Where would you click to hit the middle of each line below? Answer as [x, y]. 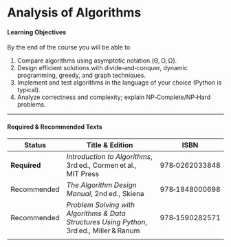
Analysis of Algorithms [74, 13]
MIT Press [83, 173]
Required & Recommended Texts [55, 127]
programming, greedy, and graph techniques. [81, 75]
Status [35, 144]
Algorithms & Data [96, 213]
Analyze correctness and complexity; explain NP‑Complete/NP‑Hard [114, 97]
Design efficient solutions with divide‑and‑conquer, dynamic [102, 68]
